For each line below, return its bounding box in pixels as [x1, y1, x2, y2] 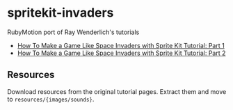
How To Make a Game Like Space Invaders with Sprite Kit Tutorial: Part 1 [17, 41, 225, 49]
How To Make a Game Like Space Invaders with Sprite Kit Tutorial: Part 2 [17, 49, 226, 57]
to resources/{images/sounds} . [7, 95, 95, 103]
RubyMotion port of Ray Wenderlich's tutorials [7, 28, 140, 36]
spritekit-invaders [7, 5, 114, 21]
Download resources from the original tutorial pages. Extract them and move [7, 87, 227, 95]
